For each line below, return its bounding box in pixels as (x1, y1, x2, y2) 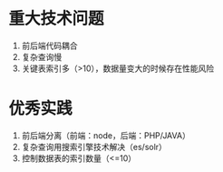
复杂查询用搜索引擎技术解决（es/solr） (21, 141, 167, 152)
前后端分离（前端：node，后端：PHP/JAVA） (21, 129, 191, 141)
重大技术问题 (8, 8, 105, 29)
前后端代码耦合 (21, 40, 78, 51)
